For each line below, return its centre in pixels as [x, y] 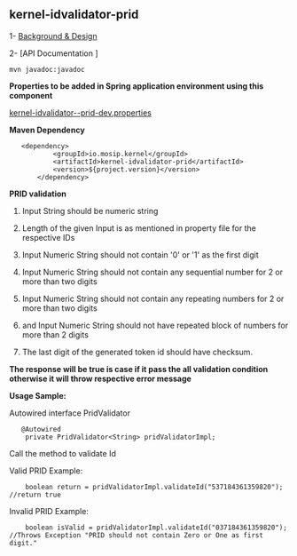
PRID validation [38, 194]
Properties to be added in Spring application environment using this [137, 86]
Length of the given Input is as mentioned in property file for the [139, 228]
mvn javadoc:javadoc [47, 69]
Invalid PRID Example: [49, 511]
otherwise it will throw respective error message [101, 378]
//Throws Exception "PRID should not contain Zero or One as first [137, 535]
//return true [35, 495]
